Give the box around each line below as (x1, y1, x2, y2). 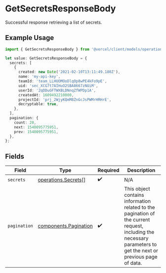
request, (124, 223, 144, 229)
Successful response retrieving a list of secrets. (5, 19, 102, 25)
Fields (5, 152, 25, 161)
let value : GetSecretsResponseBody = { (5, 55, 87, 61)
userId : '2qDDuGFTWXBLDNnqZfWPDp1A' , (18, 88, 96, 93)
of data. (124, 260, 142, 267)
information (124, 198, 151, 205)
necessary (124, 235, 149, 242)
